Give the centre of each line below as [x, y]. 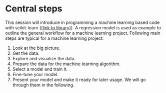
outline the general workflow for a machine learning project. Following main [83, 33]
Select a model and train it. [40, 69]
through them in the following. [43, 85]
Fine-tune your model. [35, 74]
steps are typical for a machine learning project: [54, 38]
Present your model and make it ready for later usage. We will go [79, 80]
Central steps [34, 9]
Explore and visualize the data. [44, 58]
